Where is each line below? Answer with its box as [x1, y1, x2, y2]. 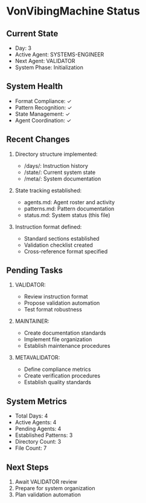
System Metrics [6, 396, 68, 407]
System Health [6, 81, 63, 92]
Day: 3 [14, 44, 32, 52]
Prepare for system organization [14, 485, 95, 492]
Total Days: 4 [14, 412, 48, 419]
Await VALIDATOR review [14, 478, 77, 485]
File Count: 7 [14, 444, 47, 452]
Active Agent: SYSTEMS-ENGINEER [14, 51, 104, 58]
